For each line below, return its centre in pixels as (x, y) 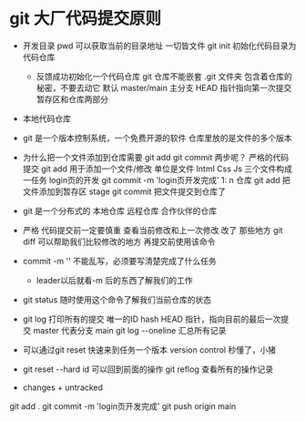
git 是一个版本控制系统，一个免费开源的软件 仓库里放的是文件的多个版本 (158, 138)
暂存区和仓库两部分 (72, 99)
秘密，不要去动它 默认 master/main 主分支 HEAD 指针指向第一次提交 (164, 87)
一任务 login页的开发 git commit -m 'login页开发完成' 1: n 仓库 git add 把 (157, 180)
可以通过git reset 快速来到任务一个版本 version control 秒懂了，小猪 (149, 349)
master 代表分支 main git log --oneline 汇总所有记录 (130, 330)
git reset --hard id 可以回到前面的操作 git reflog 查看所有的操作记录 (148, 369)
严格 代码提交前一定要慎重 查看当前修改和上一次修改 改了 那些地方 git (153, 230)
